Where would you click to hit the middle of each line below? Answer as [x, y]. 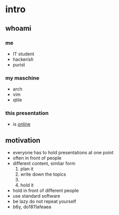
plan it [27, 169]
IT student [23, 54]
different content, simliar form [44, 163]
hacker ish [23, 59]
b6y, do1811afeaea [32, 207]
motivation [23, 140]
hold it [27, 185]
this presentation [27, 113]
